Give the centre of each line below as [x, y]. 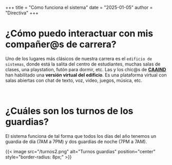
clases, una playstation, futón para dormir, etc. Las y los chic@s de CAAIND [86, 69]
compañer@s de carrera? [61, 44]
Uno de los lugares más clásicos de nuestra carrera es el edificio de [79, 58]
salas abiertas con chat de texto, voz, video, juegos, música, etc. [74, 80]
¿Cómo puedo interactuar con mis [79, 34]
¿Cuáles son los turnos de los [69, 111]
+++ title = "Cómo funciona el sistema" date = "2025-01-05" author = [79, 7]
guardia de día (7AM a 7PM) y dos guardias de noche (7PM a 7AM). [76, 141]
